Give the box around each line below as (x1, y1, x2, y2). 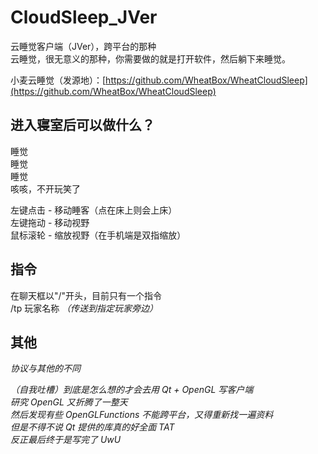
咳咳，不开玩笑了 (10, 182, 81, 195)
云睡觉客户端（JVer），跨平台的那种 (10, 40, 157, 52)
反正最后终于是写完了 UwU (10, 434, 122, 446)
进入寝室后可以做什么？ (10, 117, 155, 134)
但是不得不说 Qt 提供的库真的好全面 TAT (10, 421, 175, 433)
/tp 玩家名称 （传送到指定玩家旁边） (10, 302, 159, 314)
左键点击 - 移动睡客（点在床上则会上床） (10, 204, 178, 216)
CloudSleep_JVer (10, 6, 158, 29)
